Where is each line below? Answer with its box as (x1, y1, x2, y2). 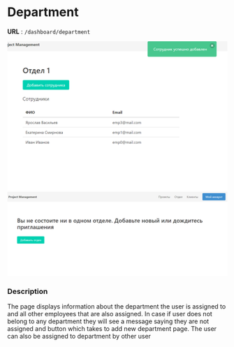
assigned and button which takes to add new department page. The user (7, 325, 217, 333)
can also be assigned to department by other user (7, 332, 152, 341)
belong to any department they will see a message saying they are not (7, 317, 210, 325)
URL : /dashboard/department (7, 27, 91, 36)
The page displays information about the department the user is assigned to (7, 302, 226, 311)
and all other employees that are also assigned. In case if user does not (7, 310, 213, 318)
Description (7, 286, 48, 296)
